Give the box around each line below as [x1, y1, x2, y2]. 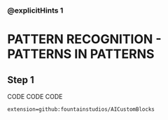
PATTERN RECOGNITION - [7, 31, 162, 47]
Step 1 [7, 74, 35, 86]
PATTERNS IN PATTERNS [7, 46, 155, 62]
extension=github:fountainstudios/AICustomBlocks [7, 105, 155, 113]
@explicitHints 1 [7, 6, 64, 15]
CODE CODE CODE [7, 92, 63, 100]
